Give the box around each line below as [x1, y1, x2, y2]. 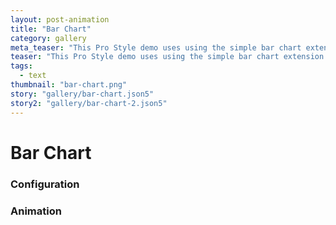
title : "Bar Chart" [10, 24, 92, 34]
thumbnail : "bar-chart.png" [10, 80, 128, 90]
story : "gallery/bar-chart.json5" [10, 89, 155, 99]
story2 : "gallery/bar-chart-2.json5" [10, 98, 168, 108]
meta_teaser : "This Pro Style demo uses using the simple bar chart [10, 42, 302, 53]
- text [19, 71, 47, 81]
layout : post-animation [10, 14, 110, 25]
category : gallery [10, 33, 87, 43]
